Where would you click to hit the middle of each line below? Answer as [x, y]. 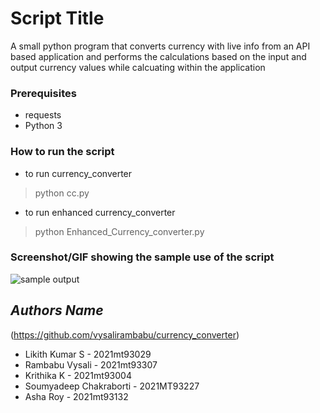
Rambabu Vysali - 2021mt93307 [91, 364]
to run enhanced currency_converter [100, 212]
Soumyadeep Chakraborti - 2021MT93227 [112, 386]
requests [43, 115]
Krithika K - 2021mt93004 [78, 375]
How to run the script [62, 152]
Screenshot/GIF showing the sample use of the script [142, 257]
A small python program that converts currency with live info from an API [160, 46]
